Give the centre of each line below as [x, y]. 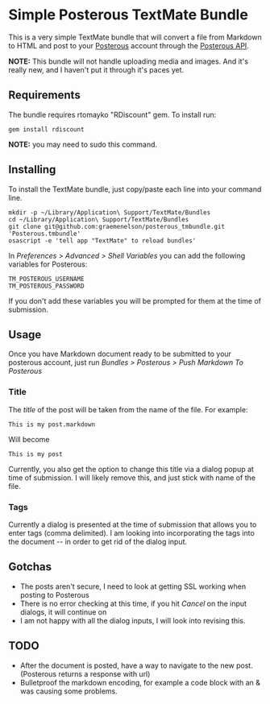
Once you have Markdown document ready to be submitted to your [120, 354]
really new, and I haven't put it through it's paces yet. [96, 69]
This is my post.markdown [52, 424]
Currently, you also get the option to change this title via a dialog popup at [131, 469]
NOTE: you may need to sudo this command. [83, 144]
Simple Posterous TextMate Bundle [128, 15]
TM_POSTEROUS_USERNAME [46, 279]
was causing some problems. [69, 691]
